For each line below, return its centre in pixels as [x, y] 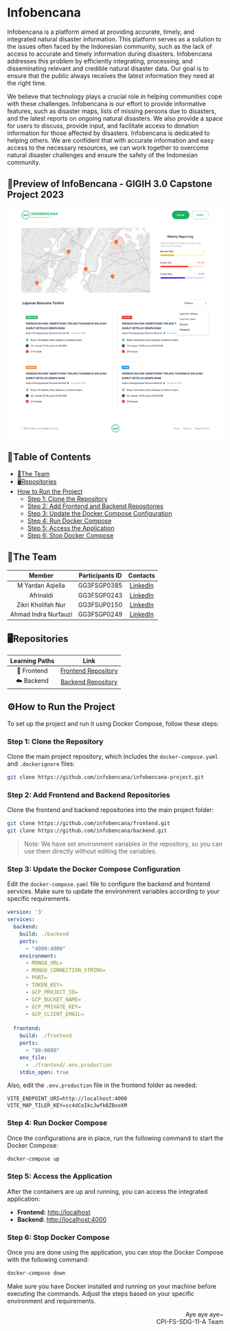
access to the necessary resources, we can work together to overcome [108, 148]
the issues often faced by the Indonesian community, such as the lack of [110, 46]
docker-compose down [37, 1273]
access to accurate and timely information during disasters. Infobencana [110, 54]
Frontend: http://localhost [54, 1212]
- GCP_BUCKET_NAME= [53, 999]
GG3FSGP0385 [100, 586]
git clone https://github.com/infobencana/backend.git [87, 831]
